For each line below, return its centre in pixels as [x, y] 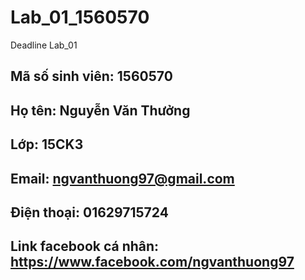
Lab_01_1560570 [80, 17]
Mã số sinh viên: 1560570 [91, 76]
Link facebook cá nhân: [85, 246]
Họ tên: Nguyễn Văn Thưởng [100, 110]
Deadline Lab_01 [44, 45]
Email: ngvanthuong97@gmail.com [122, 178]
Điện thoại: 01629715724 [89, 212]
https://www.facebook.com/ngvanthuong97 [152, 262]
